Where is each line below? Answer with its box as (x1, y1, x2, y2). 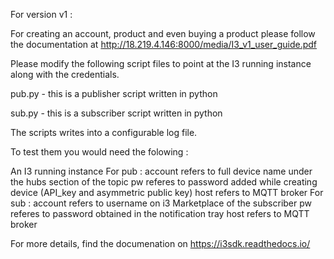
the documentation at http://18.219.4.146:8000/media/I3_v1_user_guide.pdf (10, 39, 317, 50)
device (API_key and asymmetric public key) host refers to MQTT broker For (10, 187, 324, 198)
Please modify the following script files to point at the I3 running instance (10, 58, 312, 69)
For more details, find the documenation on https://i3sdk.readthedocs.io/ (10, 238, 311, 249)
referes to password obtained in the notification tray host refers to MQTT (10, 208, 310, 219)
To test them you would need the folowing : (10, 146, 189, 158)
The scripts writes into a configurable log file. (10, 127, 198, 138)
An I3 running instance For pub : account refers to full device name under (10, 165, 313, 177)
